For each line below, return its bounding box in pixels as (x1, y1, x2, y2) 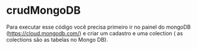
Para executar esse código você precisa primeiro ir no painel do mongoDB (6, 23, 191, 30)
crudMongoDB (6, 4, 81, 17)
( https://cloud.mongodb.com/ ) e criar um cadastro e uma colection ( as (6, 29, 183, 36)
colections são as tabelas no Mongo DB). (6, 36, 108, 43)
